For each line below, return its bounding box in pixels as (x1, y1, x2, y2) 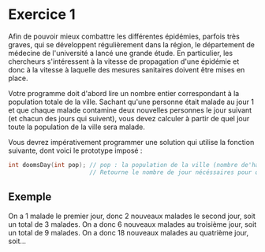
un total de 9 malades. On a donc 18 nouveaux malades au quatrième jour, (8, 228, 249, 237)
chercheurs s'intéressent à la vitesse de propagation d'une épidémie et (8, 57, 240, 66)
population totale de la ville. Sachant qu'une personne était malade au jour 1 (8, 97, 255, 106)
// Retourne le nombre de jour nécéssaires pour (89, 168, 252, 176)
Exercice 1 (8, 6, 77, 24)
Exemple (8, 191, 52, 204)
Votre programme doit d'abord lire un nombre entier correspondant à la (8, 88, 240, 98)
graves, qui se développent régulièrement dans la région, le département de (8, 39, 255, 49)
